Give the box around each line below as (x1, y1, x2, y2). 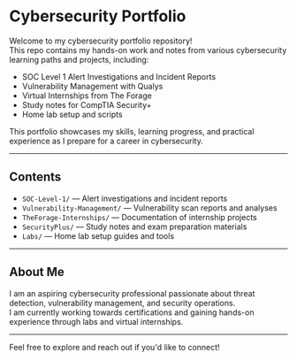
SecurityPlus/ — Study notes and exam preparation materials (21, 221, 247, 232)
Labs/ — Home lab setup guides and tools (21, 230, 175, 241)
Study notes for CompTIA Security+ (21, 99, 152, 110)
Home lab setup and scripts (21, 109, 123, 119)
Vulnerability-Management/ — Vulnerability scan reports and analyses (21, 202, 278, 213)
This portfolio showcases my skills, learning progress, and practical (9, 126, 255, 136)
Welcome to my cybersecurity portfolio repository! (9, 35, 193, 46)
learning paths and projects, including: (9, 54, 149, 65)
